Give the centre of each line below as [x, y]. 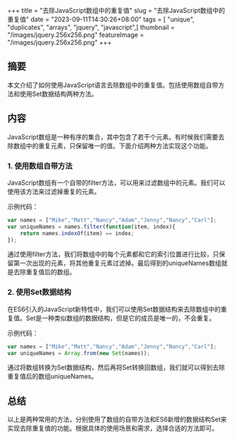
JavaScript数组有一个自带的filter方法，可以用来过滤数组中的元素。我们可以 [116, 183]
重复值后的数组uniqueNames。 [52, 376]
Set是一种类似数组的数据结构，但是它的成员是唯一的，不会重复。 [121, 318]
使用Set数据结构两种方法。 [58, 94]
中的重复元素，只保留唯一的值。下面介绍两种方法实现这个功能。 [119, 146]
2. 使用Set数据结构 [39, 292]
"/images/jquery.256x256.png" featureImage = [76, 35]
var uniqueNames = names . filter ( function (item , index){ [91, 227]
